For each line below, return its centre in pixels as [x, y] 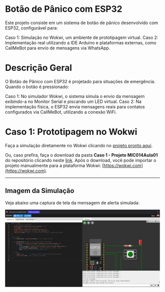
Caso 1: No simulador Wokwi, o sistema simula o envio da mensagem [75, 96]
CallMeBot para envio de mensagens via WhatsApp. [58, 48]
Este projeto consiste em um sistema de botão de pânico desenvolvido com [82, 23]
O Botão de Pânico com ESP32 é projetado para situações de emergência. [80, 81]
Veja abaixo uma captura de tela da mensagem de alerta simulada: [72, 202]
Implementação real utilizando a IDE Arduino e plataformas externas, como [81, 42]
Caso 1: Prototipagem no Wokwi [71, 132]
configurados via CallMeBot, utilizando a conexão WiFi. [61, 112]
